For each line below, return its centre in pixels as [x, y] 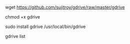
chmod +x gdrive [23, 17]
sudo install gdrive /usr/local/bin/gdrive [46, 26]
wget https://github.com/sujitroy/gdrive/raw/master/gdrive [65, 7]
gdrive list [15, 36]
